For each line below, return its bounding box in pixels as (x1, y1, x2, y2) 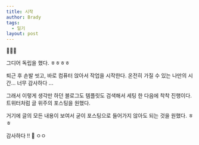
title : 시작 (6, 8, 34, 15)
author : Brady (6, 14, 42, 20)
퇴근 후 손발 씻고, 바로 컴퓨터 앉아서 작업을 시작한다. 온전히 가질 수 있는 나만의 (6, 72, 187, 79)
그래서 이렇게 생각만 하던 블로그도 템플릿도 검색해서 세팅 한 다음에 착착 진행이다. (6, 92, 192, 99)
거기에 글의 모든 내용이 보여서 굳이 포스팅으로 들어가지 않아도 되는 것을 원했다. (6, 112, 188, 119)
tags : (6, 20, 20, 26)
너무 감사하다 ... (17, 80, 54, 87)
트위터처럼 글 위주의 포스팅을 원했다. (6, 99, 91, 107)
